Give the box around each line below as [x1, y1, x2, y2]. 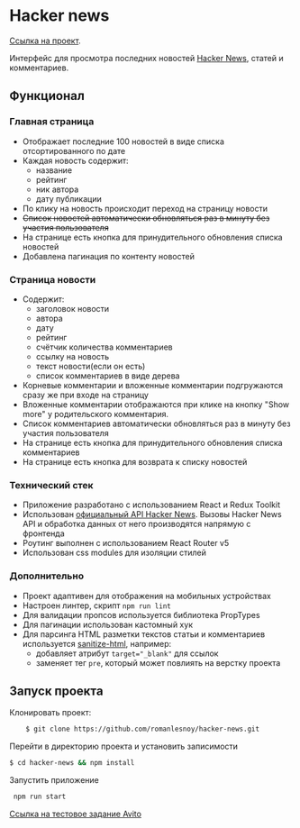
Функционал [9, 88, 86, 104]
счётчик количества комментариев [35, 341, 173, 352]
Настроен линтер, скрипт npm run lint [22, 600, 171, 611]
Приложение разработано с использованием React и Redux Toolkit [22, 499, 281, 510]
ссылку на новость [35, 350, 110, 361]
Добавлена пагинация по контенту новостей [22, 250, 195, 261]
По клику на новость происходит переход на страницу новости [22, 203, 268, 214]
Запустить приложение [9, 775, 99, 786]
